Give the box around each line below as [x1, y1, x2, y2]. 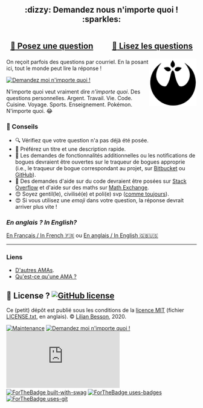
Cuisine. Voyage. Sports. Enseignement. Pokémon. [6, 101, 133, 108]
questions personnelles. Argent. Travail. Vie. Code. [6, 95, 133, 102]
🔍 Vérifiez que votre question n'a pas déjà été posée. [14, 136, 149, 144]
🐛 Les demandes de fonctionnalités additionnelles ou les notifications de [14, 151, 196, 159]
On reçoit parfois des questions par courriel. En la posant [6, 59, 149, 66]
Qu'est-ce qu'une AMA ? [14, 273, 77, 280]
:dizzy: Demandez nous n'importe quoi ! [24, 5, 179, 15]
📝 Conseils [6, 123, 38, 131]
